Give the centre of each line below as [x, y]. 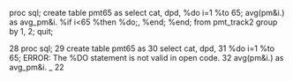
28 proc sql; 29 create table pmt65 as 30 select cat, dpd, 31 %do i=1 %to [142, 48]
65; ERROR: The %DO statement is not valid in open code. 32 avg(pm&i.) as [146, 58]
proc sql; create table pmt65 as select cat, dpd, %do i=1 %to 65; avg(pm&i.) [147, 13]
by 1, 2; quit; [31, 31]
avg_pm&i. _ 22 [37, 67]
